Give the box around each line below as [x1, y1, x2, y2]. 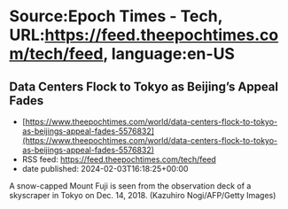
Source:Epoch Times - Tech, [9, 6, 223, 27]
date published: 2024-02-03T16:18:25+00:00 [21, 164, 189, 174]
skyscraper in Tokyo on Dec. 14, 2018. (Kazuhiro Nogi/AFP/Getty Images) [9, 190, 276, 200]
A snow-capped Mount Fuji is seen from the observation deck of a [9, 181, 252, 191]
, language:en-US [103, 44, 235, 64]
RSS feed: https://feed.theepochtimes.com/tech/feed [21, 154, 217, 165]
